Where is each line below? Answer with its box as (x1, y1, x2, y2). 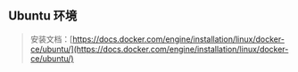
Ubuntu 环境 (8, 8, 78, 24)
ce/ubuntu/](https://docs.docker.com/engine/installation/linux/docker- (29, 44, 289, 54)
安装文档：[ (29, 34, 73, 44)
